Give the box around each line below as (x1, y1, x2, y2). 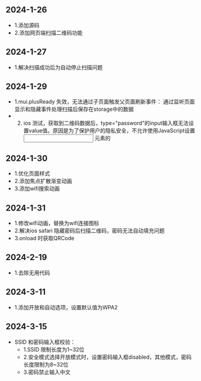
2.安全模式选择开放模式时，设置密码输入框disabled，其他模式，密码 (23, 353, 192, 361)
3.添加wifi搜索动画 (14, 185, 60, 192)
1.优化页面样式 (14, 170, 51, 177)
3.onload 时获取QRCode (14, 235, 75, 242)
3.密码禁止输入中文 (23, 368, 70, 376)
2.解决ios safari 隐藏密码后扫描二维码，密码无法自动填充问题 (14, 227, 165, 234)
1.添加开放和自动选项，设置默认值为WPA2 (14, 303, 118, 311)
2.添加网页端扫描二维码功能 (14, 29, 83, 36)
